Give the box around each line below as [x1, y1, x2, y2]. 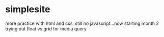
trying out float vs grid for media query [5, 25, 87, 31]
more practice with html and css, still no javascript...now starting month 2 [5, 20, 159, 26]
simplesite [5, 4, 50, 15]
